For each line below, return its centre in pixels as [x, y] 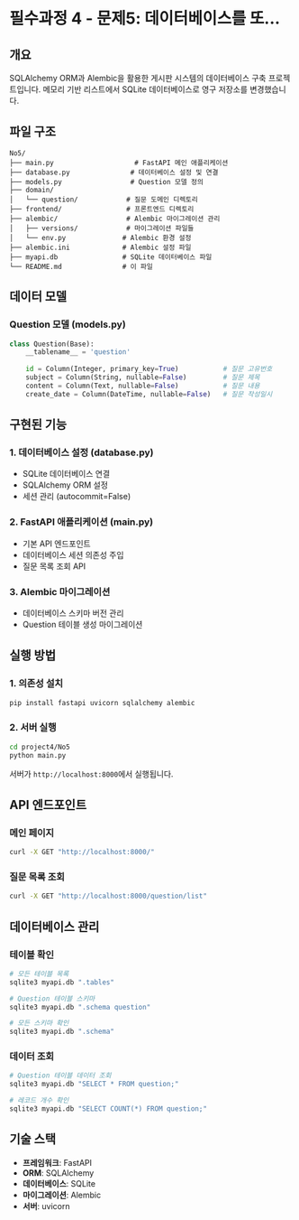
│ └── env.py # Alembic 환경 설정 [100, 237]
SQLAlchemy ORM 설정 [65, 485]
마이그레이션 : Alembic [62, 1195]
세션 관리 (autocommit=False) [77, 497]
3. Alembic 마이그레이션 [60, 591]
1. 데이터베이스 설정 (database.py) [82, 452]
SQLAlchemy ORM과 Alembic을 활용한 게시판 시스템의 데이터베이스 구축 [138, 78]
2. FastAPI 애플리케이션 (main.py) [82, 522]
